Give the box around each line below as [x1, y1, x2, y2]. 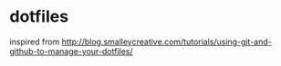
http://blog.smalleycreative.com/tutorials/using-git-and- [61, 36, 272, 47]
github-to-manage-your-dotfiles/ [9, 45, 134, 56]
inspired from [9, 36, 60, 47]
